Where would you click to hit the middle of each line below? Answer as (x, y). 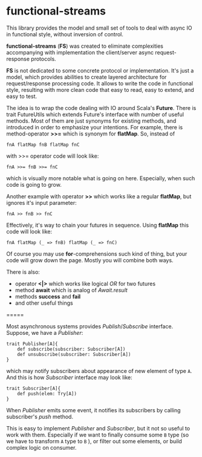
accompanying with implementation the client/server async (80, 52)
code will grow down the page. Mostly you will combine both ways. (90, 260)
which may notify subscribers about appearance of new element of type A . (99, 371)
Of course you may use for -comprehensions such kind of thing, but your (97, 254)
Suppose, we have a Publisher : (45, 332)
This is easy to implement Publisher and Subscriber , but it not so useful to (98, 428)
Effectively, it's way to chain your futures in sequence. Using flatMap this (98, 225)
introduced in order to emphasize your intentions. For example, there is (95, 127)
